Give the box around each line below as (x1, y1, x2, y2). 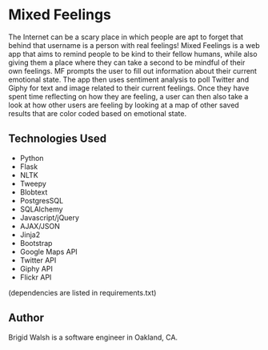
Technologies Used (8, 132, 106, 146)
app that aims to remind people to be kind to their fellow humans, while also (8, 49, 258, 58)
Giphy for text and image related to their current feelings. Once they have (8, 82, 250, 93)
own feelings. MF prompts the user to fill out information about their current (8, 66, 258, 75)
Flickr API (19, 272, 52, 282)
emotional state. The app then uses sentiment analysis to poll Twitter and (8, 74, 250, 84)
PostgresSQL (19, 195, 64, 205)
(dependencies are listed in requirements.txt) (8, 288, 157, 297)
